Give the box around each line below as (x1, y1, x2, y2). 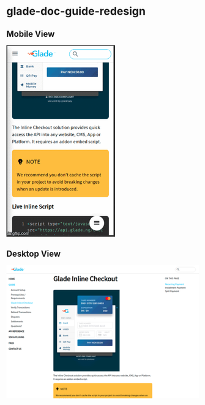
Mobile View (6, 29, 55, 39)
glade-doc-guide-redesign (6, 4, 146, 18)
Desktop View (6, 249, 61, 259)
